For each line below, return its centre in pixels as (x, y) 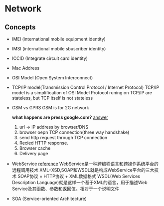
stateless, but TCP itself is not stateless (52, 98)
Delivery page (34, 153)
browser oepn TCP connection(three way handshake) (74, 132)
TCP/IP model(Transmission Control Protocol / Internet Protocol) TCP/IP (85, 87)
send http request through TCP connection (63, 137)
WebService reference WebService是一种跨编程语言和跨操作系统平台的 (85, 164)
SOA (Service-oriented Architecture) (49, 199)
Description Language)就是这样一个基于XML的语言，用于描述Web (80, 182)
